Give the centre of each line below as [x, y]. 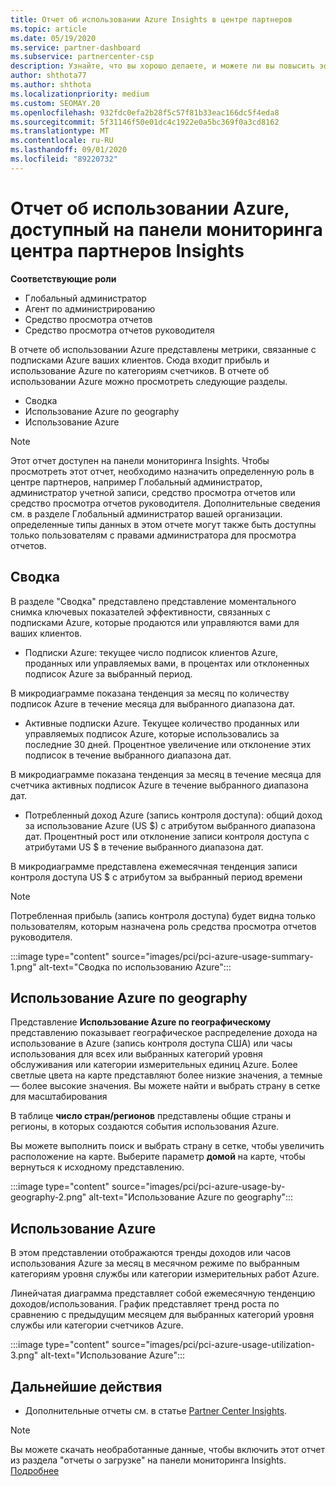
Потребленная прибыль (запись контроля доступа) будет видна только [163, 915]
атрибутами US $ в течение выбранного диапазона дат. [144, 847]
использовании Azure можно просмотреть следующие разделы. [149, 381]
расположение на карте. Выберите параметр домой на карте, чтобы [158, 1157]
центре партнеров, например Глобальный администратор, [136, 482]
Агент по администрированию [90, 308]
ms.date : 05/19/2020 [53, 38]
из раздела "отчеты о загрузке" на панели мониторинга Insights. [148, 1460]
